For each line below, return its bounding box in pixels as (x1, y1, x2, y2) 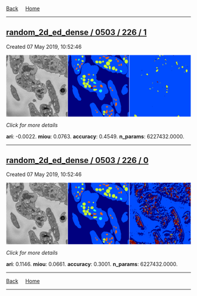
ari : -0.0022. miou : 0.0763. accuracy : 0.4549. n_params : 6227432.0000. (6, 132, 185, 140)
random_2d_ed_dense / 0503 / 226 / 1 (6, 28, 147, 38)
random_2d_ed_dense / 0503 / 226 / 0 (6, 155, 149, 165)
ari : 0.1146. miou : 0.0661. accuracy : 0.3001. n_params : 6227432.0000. (6, 261, 178, 268)
